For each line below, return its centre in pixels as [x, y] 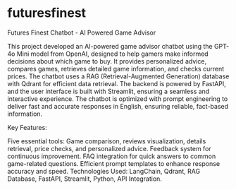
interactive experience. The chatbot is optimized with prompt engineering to [118, 99]
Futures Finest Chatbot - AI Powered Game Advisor [82, 32]
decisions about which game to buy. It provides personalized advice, [107, 61]
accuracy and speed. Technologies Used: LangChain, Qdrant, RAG [104, 171]
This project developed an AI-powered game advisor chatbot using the [110, 46]
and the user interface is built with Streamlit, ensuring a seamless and [108, 91]
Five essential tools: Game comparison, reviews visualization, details [107, 141]
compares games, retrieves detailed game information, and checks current [116, 69]
